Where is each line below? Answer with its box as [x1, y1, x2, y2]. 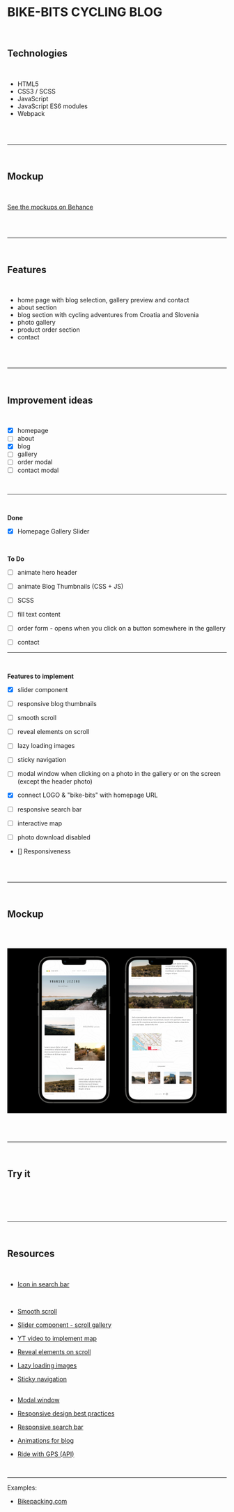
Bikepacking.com [17, 1497, 68, 1505]
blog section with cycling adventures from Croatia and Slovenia [17, 311, 199, 319]
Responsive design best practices [17, 1409, 115, 1418]
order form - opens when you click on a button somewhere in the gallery [17, 624, 226, 632]
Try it [7, 1168, 31, 1180]
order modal [17, 458, 53, 467]
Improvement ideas [7, 394, 93, 406]
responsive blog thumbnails [17, 700, 97, 708]
